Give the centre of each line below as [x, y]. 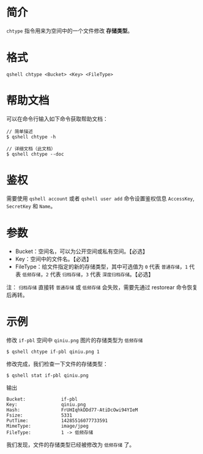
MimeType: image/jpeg [47, 426]
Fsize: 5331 [39, 415]
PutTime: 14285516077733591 [57, 420]
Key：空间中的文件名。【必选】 [54, 259]
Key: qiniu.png [46, 404]
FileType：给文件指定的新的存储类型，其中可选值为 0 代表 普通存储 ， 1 [102, 267]
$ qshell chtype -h [31, 137]
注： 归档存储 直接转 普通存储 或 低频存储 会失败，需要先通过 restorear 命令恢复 [102, 287]
